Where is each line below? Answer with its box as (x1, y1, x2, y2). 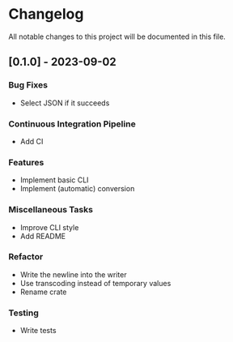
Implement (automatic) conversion (19, 184, 135, 194)
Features (8, 156, 44, 168)
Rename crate (19, 287, 67, 297)
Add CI (19, 136, 44, 146)
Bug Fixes (8, 79, 49, 91)
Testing (8, 307, 39, 318)
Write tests (19, 326, 57, 336)
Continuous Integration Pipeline (8, 118, 136, 130)
